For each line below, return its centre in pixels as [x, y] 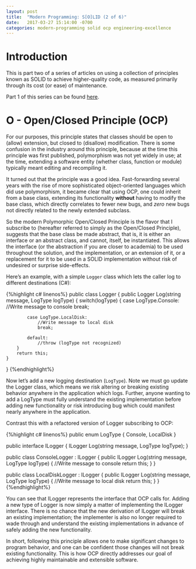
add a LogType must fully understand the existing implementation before [94, 400]
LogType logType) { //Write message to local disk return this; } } [83, 481]
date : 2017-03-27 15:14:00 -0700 [49, 22]
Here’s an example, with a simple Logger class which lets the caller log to [94, 277]
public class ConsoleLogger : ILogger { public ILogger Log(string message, [97, 457]
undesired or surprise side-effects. [48, 265]
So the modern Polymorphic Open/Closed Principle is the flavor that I [89, 222]
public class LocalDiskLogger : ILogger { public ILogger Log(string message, [98, 475]
